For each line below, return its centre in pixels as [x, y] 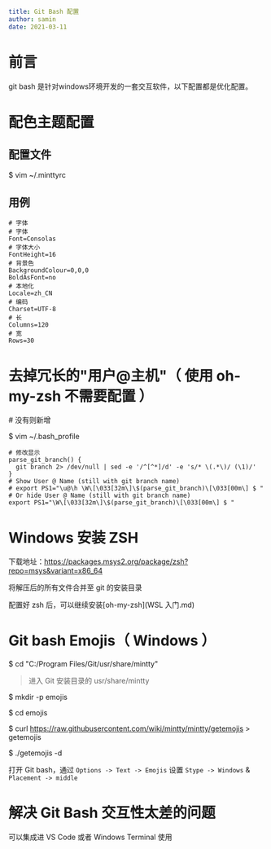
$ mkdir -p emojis [38, 697]
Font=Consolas [33, 239]
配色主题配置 [52, 122]
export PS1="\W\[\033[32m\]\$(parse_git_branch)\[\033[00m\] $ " [121, 503]
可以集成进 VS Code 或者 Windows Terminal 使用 [90, 837]
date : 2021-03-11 [38, 27]
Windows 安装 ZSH [74, 537]
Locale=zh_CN [31, 293]
